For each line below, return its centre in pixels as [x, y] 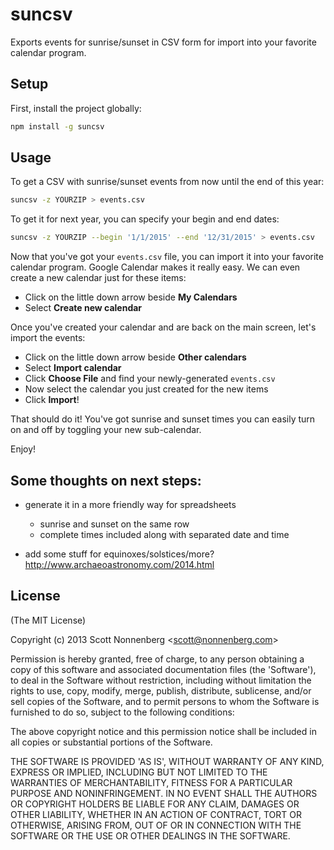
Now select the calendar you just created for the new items [146, 389]
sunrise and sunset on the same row [114, 524]
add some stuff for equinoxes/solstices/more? [119, 554]
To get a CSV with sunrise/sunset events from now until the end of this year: [167, 182]
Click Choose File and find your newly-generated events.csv [150, 379]
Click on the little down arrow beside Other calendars [135, 357]
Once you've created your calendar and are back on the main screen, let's [163, 327]
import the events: [48, 338]
